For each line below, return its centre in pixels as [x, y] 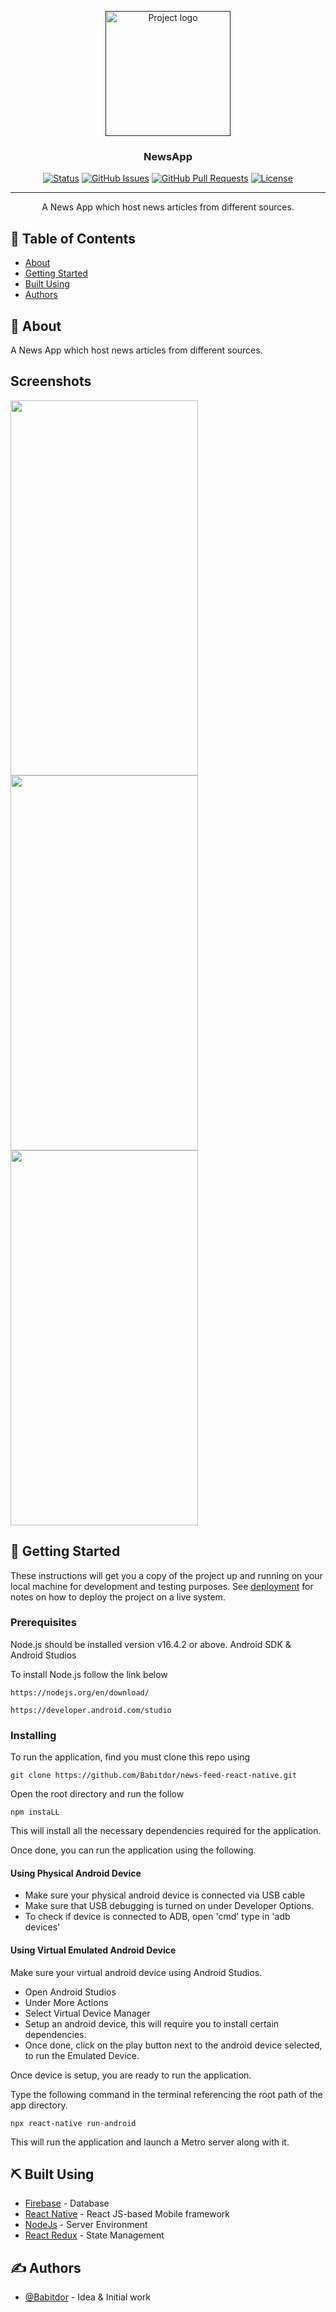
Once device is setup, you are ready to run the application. [131, 2075]
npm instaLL [35, 1812]
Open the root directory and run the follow [97, 1794]
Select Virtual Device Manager [87, 2013]
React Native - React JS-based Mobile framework [127, 2214]
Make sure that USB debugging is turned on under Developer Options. [169, 1906]
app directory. [39, 2105]
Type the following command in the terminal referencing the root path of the [166, 2094]
